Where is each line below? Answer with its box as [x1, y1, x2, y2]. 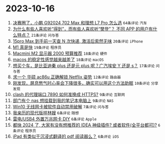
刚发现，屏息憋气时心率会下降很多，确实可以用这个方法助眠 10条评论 [12, 80, 150, 86]
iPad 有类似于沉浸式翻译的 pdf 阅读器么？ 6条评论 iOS [12, 133, 119, 139]
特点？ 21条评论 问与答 [17, 32, 59, 38]
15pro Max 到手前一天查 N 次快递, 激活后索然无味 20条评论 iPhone [12, 38, 143, 44]
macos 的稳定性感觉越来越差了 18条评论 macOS [12, 56, 104, 62]
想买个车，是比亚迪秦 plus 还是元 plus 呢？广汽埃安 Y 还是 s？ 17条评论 [12, 62, 155, 69]
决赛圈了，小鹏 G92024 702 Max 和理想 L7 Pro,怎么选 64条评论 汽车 [12, 20, 147, 25]
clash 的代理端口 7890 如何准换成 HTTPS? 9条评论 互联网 [12, 91, 125, 97]
